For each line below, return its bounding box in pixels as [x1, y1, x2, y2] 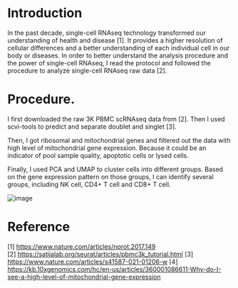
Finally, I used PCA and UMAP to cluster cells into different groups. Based [7, 165, 223, 174]
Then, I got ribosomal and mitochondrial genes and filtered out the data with [7, 136, 231, 144]
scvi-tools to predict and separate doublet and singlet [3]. [7, 122, 177, 131]
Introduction [7, 5, 83, 21]
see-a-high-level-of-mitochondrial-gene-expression [7, 272, 162, 281]
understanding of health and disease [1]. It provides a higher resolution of [7, 36, 223, 44]
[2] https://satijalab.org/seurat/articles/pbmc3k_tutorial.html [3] [7, 250, 194, 258]
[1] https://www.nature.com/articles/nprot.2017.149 [7, 242, 156, 250]
